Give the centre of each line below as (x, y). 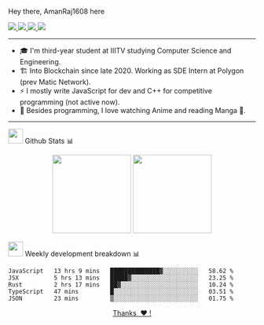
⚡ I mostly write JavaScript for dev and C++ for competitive (115, 91)
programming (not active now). (70, 102)
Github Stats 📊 (49, 141)
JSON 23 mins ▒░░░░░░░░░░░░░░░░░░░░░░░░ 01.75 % (121, 298)
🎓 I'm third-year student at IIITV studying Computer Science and (125, 51)
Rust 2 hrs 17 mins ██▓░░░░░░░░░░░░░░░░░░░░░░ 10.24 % (121, 285)
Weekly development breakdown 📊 (82, 254)
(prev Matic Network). (55, 82)
